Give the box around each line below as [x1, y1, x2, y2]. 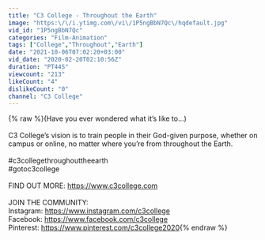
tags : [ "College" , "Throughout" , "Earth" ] [8, 41, 144, 49]
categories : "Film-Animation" [8, 33, 108, 42]
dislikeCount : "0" [8, 84, 69, 93]
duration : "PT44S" [8, 63, 69, 71]
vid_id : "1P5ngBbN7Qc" [8, 26, 83, 34]
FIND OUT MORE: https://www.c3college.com [8, 181, 158, 190]
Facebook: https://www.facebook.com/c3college [8, 215, 168, 224]
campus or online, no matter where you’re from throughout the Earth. [8, 139, 233, 148]
